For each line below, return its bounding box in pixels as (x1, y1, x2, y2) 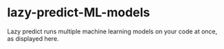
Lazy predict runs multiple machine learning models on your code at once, (7, 27, 218, 35)
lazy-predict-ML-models (7, 5, 150, 20)
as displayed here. (7, 34, 60, 42)
